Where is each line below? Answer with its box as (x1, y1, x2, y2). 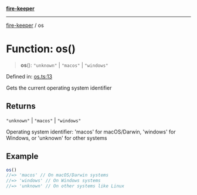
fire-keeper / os (6, 22, 44, 29)
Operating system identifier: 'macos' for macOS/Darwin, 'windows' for (6, 128, 176, 135)
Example (6, 152, 39, 162)
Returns (6, 101, 36, 111)
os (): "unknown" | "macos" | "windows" (20, 61, 108, 69)
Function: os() (6, 42, 76, 56)
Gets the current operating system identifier (6, 84, 112, 91)
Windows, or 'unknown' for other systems (6, 134, 107, 141)
